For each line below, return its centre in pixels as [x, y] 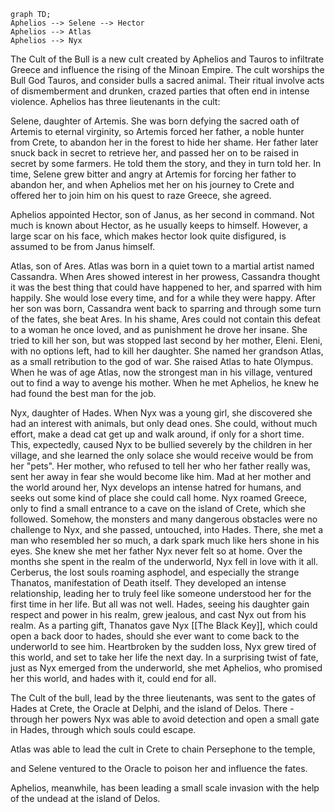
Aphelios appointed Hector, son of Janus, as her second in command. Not [162, 214]
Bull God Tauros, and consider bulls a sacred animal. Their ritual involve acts [167, 80]
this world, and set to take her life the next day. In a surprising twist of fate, [164, 657]
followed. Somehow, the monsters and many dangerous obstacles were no [164, 519]
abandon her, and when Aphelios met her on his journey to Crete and [152, 184]
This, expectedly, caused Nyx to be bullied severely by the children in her [161, 444]
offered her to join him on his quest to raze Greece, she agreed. [141, 195]
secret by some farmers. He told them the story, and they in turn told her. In [166, 163]
